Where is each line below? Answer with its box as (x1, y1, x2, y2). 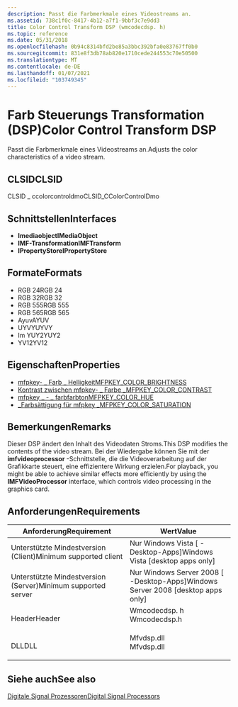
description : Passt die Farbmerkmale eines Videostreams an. (7, 10, 192, 18)
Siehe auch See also (7, 673, 96, 685)
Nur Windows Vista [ (130, 538, 198, 548)
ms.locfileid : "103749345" (7, 76, 87, 84)
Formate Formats (7, 267, 83, 279)
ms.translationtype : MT (7, 57, 78, 64)
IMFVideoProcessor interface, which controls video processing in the (7, 477, 212, 486)
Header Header (11, 613, 61, 623)
